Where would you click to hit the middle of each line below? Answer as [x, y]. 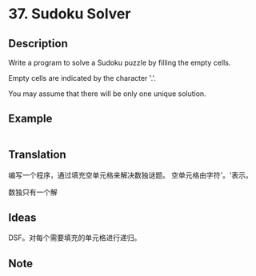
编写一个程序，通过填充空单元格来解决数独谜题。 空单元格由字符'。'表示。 [131, 175]
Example [30, 119]
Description [38, 44]
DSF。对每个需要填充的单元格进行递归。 [75, 238]
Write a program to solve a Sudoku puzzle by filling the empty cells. [120, 62]
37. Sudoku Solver [70, 14]
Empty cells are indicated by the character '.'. [82, 78]
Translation [37, 155]
